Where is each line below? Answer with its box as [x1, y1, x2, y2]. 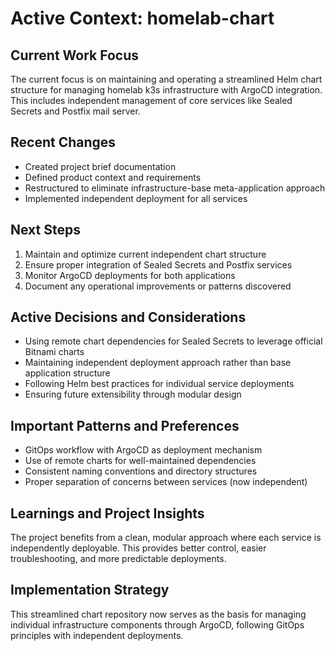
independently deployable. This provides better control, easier [10, 542, 267, 554]
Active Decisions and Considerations [10, 309, 247, 326]
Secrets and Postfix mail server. [10, 105, 141, 117]
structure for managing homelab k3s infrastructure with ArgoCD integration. [10, 84, 323, 96]
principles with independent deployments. [10, 629, 184, 641]
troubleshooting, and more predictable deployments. [10, 553, 227, 565]
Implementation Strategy [10, 582, 170, 599]
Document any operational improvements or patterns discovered [24, 280, 292, 292]
